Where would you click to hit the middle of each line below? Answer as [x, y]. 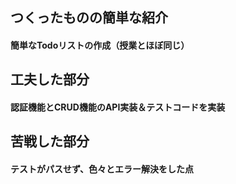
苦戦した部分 [50, 141]
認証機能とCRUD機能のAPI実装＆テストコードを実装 [118, 107]
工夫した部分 [50, 79]
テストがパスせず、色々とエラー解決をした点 [102, 169]
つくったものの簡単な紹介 [89, 18]
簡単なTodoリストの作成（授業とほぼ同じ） [100, 45]
